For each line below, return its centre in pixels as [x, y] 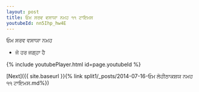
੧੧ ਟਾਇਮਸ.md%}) [28, 83]
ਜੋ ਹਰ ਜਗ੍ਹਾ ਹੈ [30, 53]
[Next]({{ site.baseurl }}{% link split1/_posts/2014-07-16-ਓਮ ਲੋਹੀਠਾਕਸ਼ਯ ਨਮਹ [99, 76]
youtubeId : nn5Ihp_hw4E [36, 23]
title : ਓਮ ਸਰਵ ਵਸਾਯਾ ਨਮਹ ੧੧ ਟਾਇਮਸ [50, 18]
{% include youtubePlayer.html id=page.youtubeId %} [74, 65]
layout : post [23, 12]
